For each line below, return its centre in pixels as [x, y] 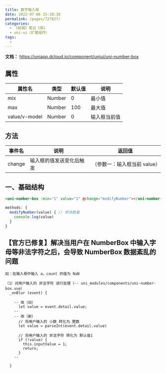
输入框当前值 [106, 117]
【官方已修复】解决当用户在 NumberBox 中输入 [77, 243]
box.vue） [15, 289]
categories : [17, 23]
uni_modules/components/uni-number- [119, 284]
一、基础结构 [25, 187]
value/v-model [25, 117]
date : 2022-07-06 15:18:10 [33, 14]
